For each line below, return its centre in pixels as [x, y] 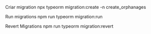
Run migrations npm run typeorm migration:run [54, 17]
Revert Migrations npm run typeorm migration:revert [59, 26]
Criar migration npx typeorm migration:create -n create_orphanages [76, 7]
